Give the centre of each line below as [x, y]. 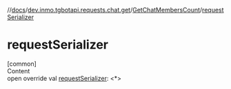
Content [19, 71]
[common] [22, 64]
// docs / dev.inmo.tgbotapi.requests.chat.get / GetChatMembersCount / [105, 10]
